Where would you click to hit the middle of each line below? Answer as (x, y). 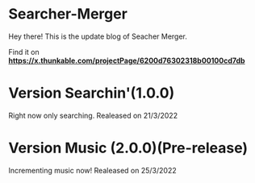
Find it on (24, 52)
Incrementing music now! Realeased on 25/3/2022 (92, 170)
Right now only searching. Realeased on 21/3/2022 (93, 115)
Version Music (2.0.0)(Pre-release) (128, 148)
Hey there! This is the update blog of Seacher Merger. (98, 36)
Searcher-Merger (68, 14)
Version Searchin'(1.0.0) (92, 93)
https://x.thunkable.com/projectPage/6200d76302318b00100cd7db (127, 60)
